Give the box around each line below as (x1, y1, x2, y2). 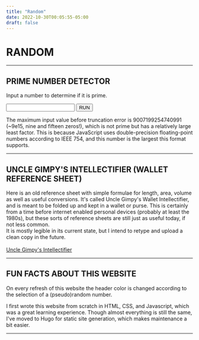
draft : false (6, 20, 38, 26)
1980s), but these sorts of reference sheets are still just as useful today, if (6, 214, 185, 221)
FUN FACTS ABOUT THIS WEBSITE (6, 269, 137, 279)
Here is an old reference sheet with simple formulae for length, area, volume (6, 189, 192, 196)
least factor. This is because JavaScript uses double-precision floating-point (6, 129, 193, 136)
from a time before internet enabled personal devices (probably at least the (6, 208, 190, 215)
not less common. (6, 221, 50, 228)
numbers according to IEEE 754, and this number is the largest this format (6, 135, 187, 142)
